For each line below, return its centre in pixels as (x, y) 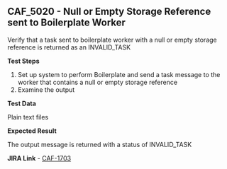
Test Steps (24, 61)
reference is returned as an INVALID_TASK (69, 47)
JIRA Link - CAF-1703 (39, 158)
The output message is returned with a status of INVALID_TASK (100, 144)
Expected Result (32, 131)
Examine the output (46, 89)
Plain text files (28, 117)
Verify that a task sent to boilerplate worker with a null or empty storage (112, 40)
